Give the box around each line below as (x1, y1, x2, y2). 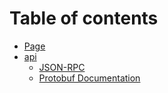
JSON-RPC (38, 61, 86, 73)
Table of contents (9, 7, 159, 30)
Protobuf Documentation (38, 72, 141, 84)
